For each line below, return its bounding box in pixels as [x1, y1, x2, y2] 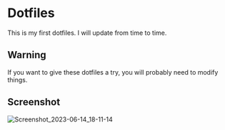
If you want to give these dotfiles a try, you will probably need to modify [7, 67, 219, 76]
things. [7, 75, 28, 84]
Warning [7, 49, 46, 61]
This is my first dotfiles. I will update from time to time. [7, 28, 167, 37]
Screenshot [7, 96, 61, 108]
